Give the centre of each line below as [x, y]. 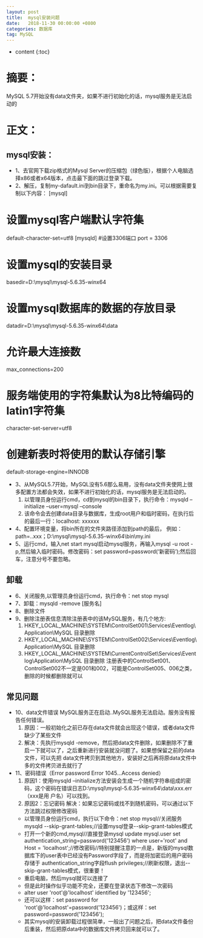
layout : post [23, 12]
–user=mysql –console [74, 506]
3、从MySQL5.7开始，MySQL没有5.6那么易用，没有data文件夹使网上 [101, 484]
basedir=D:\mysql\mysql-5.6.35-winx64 [56, 282]
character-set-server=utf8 [39, 428]
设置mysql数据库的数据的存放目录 [91, 309]
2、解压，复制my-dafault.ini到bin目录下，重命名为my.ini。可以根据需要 [103, 186]
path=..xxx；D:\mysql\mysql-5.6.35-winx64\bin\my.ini [83, 536]
